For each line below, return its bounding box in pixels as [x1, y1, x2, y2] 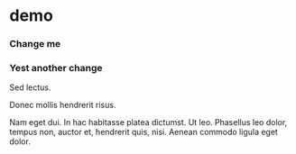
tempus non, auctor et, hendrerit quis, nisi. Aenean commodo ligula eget [9, 127, 278, 138]
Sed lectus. [9, 82, 51, 93]
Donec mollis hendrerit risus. [9, 100, 116, 111]
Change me [9, 38, 61, 50]
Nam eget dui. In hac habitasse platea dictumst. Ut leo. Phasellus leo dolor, [9, 117, 288, 128]
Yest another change [9, 62, 103, 75]
